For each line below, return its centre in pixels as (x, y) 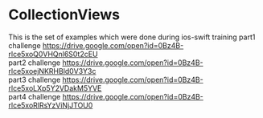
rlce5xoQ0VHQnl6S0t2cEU (53, 54)
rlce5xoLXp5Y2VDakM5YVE (55, 88)
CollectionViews (64, 15)
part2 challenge (35, 63)
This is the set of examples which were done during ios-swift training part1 (132, 37)
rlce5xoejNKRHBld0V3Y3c (52, 71)
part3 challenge (35, 79)
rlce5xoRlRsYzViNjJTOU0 (51, 105)
